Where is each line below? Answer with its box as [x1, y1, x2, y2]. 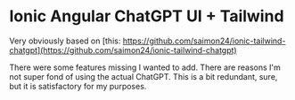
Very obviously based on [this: [9, 35, 121, 46]
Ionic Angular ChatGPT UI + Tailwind [9, 6, 284, 27]
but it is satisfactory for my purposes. [9, 81, 147, 91]
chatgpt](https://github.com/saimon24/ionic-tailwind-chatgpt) [9, 44, 238, 55]
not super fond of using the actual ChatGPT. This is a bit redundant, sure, [9, 71, 278, 81]
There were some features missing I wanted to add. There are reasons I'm [9, 62, 281, 73]
